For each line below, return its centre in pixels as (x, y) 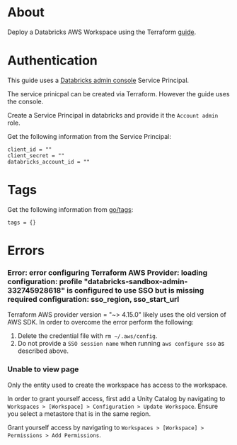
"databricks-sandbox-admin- (136, 281)
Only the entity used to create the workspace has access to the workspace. (117, 385)
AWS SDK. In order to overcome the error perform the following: (100, 322)
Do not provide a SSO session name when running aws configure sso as (121, 344)
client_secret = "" (36, 156)
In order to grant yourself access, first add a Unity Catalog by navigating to (116, 398)
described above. (43, 351)
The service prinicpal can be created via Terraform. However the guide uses (118, 94)
